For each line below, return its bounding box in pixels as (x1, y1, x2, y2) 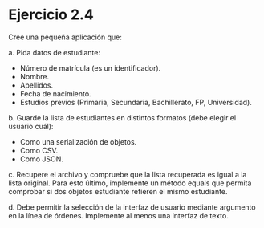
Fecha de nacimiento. (19, 88, 91, 98)
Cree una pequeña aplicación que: (8, 32, 122, 42)
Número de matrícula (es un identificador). (19, 63, 161, 73)
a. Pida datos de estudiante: (8, 47, 100, 57)
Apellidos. (19, 80, 54, 90)
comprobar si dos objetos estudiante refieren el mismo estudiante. (8, 186, 228, 196)
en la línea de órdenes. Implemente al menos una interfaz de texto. (8, 210, 229, 220)
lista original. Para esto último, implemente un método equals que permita (8, 178, 252, 188)
